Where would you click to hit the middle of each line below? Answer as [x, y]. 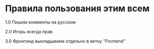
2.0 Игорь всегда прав [29, 31]
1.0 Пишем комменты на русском [40, 22]
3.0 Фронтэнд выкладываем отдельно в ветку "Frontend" [65, 41]
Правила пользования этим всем [77, 9]
